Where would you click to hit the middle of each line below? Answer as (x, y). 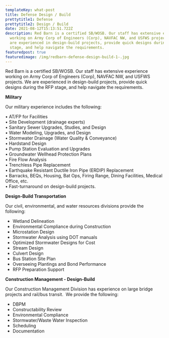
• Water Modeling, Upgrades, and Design (48, 133)
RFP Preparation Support (38, 270)
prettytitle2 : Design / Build (37, 24)
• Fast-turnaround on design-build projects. (51, 186)
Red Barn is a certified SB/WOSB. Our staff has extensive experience (77, 71)
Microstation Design (33, 232)
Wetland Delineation (33, 221)
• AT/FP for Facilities (26, 117)
